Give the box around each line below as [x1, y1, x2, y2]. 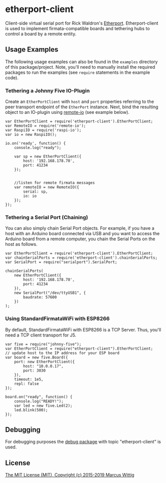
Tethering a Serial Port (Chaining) [5, 214, 88, 221]
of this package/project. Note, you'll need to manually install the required [5, 64, 155, 70]
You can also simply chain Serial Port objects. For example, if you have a [5, 225, 154, 231]
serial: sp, [23, 189, 48, 194]
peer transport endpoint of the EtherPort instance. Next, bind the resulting [5, 104, 158, 110]
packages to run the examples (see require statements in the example [5, 69, 150, 75]
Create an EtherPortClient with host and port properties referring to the [5, 99, 154, 105]
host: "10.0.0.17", [23, 364, 64, 369]
